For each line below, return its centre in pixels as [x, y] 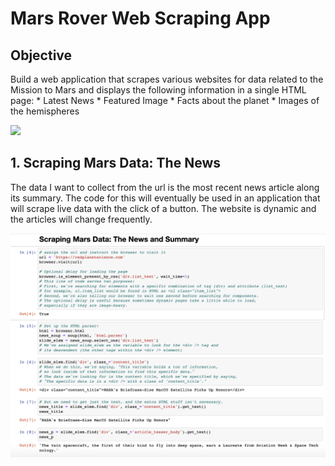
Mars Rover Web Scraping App [140, 18]
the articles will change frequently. [81, 219]
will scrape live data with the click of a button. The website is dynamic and [163, 208]
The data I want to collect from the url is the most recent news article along [165, 187]
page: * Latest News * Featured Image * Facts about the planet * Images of [165, 100]
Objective [41, 55]
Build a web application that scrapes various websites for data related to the [167, 79]
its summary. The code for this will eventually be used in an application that [165, 198]
